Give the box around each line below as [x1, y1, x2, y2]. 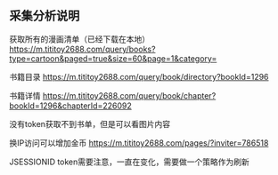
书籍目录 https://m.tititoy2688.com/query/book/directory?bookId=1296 [9, 71, 269, 82]
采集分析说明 [9, 8, 80, 24]
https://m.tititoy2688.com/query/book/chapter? [42, 90, 217, 100]
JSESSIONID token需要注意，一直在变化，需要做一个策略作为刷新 [9, 156, 249, 167]
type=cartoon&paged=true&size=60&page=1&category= [9, 52, 217, 64]
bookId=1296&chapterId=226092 [9, 100, 132, 111]
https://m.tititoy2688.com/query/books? [9, 44, 156, 54]
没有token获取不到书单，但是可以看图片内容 [9, 118, 171, 129]
